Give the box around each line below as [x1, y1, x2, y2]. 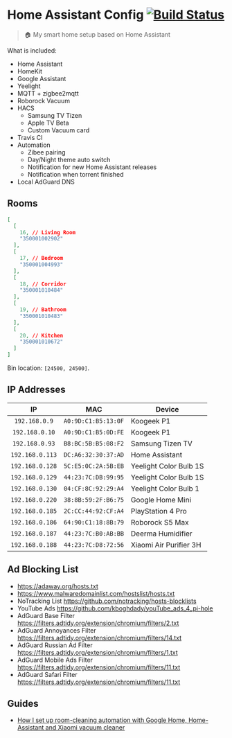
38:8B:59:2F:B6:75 [63, 495, 125, 504]
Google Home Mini [130, 495, 192, 504]
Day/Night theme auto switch [27, 155, 111, 164]
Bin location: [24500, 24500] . [7, 364, 90, 372]
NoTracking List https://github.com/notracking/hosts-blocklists [17, 597, 197, 605]
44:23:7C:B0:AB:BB [63, 529, 125, 537]
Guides [7, 698, 39, 710]
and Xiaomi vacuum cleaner [45, 723, 125, 732]
